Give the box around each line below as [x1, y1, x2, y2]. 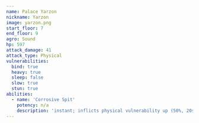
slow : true [11, 80, 38, 86]
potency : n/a [17, 102, 49, 108]
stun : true [11, 86, 38, 92]
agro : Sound [6, 36, 36, 42]
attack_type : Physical [6, 53, 62, 59]
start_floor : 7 [6, 25, 44, 31]
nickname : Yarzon [6, 14, 49, 20]
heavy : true [11, 69, 41, 75]
